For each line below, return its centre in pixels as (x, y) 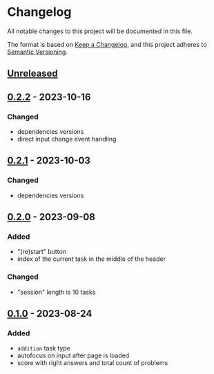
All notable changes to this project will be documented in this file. (100, 31)
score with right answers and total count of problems (93, 363)
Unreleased (33, 73)
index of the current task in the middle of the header (91, 259)
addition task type (43, 348)
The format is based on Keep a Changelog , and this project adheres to (107, 44)
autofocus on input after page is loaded (73, 355)
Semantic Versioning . (37, 52)
